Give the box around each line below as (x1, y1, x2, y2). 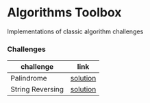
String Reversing (10, 85, 64, 94)
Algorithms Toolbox (7, 5, 122, 20)
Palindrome (10, 74, 47, 83)
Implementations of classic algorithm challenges (7, 27, 144, 35)
